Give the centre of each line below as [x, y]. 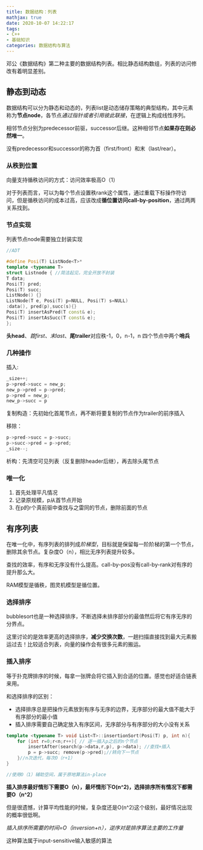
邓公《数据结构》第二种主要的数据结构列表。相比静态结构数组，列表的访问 [99, 63]
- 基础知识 [18, 40]
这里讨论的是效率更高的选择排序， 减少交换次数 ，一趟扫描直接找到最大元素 [99, 637]
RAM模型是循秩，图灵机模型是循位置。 [55, 585]
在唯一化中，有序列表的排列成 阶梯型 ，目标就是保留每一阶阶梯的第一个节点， [101, 544]
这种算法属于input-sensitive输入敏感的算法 [59, 840]
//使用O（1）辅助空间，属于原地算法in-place [56, 774]
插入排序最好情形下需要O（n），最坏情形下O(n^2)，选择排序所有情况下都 [97, 787]
